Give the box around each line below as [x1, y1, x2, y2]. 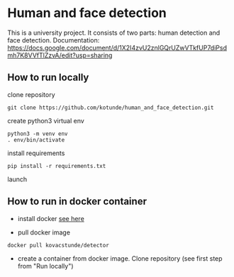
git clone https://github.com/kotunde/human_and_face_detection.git [7, 104, 214, 111]
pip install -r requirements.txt [7, 162, 106, 169]
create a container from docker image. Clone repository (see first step [17, 254, 223, 263]
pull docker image [17, 228, 71, 237]
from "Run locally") [17, 261, 74, 270]
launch [7, 175, 28, 183]
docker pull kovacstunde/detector [7, 242, 110, 249]
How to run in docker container [7, 196, 147, 208]
